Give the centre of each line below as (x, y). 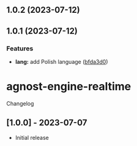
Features (20, 48)
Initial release (32, 137)
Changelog (20, 104)
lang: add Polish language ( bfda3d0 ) (61, 62)
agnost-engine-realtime (69, 87)
